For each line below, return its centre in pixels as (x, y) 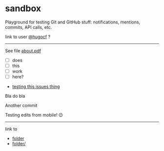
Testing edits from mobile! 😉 (34, 115)
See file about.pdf (23, 51)
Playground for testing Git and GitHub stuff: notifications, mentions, (73, 22)
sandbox (23, 9)
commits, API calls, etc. (29, 27)
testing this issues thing (36, 86)
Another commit (21, 106)
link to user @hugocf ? (28, 37)
